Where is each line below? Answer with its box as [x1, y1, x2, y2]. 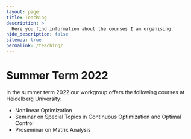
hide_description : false [6, 31, 69, 37]
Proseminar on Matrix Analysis [14, 126, 92, 133]
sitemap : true [6, 37, 42, 43]
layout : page [6, 8, 39, 15]
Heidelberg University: [6, 95, 62, 102]
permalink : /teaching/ [6, 43, 63, 49]
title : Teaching [6, 15, 47, 21]
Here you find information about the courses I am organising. [11, 25, 174, 32]
